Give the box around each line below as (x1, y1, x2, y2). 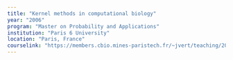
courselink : (7, 42, 42, 49)
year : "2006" (7, 17, 45, 23)
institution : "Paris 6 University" (7, 29, 110, 37)
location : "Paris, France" (7, 36, 85, 43)
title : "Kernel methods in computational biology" (7, 10, 157, 17)
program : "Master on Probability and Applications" (7, 23, 159, 30)
